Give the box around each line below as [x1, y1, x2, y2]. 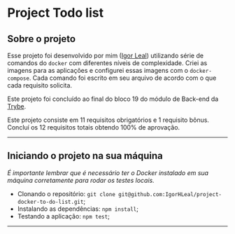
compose [7, 75, 30, 82]
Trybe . [7, 102, 27, 110]
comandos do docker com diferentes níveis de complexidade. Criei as [7, 59, 208, 67]
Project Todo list [7, 5, 104, 21]
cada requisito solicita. [7, 81, 72, 89]
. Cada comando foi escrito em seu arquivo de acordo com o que [29, 74, 217, 82]
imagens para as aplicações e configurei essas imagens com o [7, 67, 189, 74]
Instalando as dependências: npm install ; [17, 205, 138, 213]
